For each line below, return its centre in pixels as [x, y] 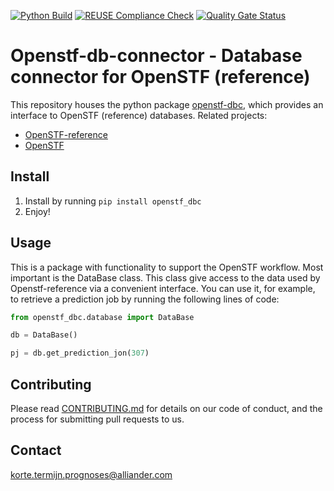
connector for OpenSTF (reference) [160, 77]
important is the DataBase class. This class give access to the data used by [165, 277]
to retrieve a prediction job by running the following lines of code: [145, 299]
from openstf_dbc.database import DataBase [102, 317]
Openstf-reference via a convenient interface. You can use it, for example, [163, 288]
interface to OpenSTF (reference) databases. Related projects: [139, 115]
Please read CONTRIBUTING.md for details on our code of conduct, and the [166, 408]
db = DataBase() [44, 335]
